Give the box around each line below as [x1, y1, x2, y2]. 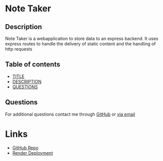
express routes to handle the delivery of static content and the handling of [5, 41, 156, 47]
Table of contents [5, 60, 60, 69]
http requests [5, 46, 33, 52]
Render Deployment [12, 150, 53, 156]
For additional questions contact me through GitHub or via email [5, 111, 135, 117]
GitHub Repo [12, 145, 39, 151]
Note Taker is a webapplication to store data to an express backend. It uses [5, 35, 159, 41]
